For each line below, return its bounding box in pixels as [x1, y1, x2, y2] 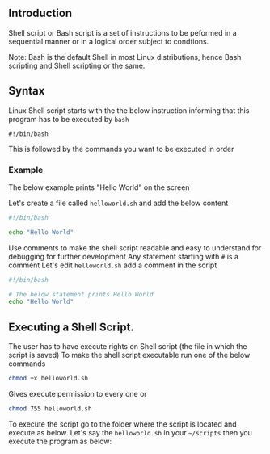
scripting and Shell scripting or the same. [8, 61, 146, 70]
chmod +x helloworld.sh [8, 375, 89, 383]
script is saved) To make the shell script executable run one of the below [8, 351, 251, 360]
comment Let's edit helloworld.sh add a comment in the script [8, 260, 217, 270]
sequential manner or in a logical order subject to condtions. [8, 36, 209, 46]
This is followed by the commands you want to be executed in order [8, 144, 234, 153]
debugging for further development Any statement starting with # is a [8, 251, 239, 261]
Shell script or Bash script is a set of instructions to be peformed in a [8, 27, 237, 37]
